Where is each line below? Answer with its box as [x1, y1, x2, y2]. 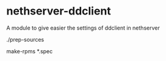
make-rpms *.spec [6, 47, 53, 55]
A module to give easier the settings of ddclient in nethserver [6, 24, 160, 31]
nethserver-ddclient [6, 4, 111, 18]
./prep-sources [6, 36, 45, 43]
